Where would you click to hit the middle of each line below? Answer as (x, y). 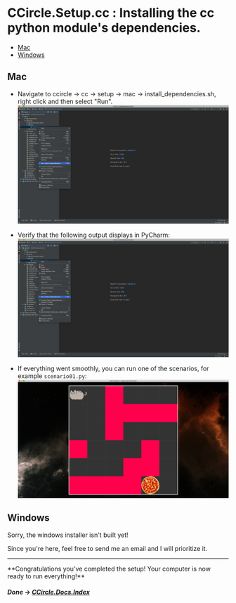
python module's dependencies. (104, 28)
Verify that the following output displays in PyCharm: (93, 235)
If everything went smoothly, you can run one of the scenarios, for (113, 368)
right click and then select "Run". (65, 101)
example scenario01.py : (52, 376)
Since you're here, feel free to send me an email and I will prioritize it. (107, 548)
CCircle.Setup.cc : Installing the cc (111, 13)
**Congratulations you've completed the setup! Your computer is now (109, 569)
